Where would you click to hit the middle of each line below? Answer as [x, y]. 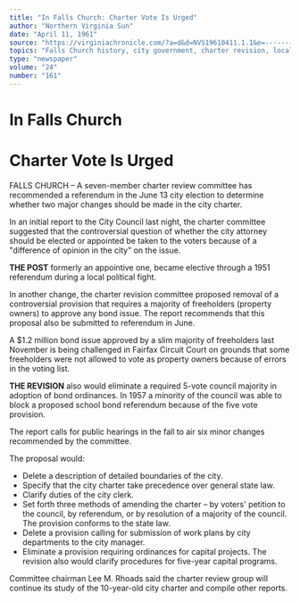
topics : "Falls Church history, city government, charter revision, [139, 51]
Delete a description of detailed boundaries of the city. [122, 475]
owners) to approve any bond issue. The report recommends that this [137, 313]
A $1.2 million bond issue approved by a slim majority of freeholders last [142, 339]
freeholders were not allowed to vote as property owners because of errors [148, 359]
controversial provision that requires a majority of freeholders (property [141, 304]
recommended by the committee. [71, 441]
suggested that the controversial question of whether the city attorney [138, 231]
